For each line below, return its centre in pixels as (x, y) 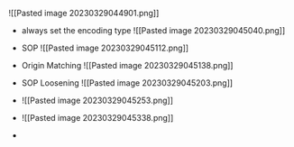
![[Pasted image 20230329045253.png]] (97, 100)
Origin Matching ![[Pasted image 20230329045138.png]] (127, 65)
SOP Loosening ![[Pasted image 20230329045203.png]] (127, 83)
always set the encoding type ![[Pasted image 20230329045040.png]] (153, 30)
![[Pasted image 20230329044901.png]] (84, 13)
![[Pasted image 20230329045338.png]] (97, 118)
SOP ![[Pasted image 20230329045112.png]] (105, 48)
